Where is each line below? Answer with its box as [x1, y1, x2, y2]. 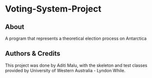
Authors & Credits [5, 49, 61, 58]
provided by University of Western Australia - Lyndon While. [5, 67, 126, 73]
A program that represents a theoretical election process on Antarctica [5, 35, 147, 41]
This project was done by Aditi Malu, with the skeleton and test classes [5, 62, 148, 68]
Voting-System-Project [5, 3, 101, 15]
